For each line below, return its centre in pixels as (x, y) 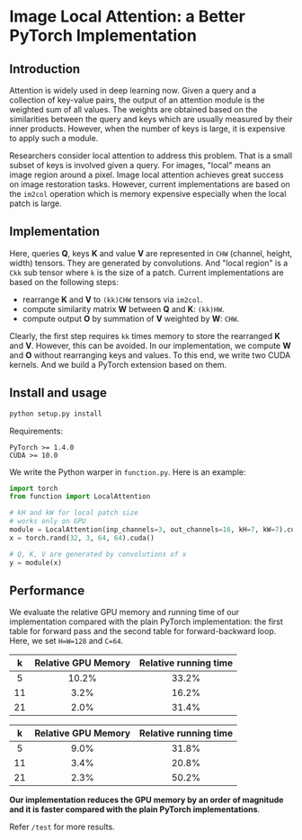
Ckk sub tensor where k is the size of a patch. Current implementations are (147, 273)
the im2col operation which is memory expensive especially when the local (148, 194)
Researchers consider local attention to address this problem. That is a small (151, 156)
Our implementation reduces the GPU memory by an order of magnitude (147, 800)
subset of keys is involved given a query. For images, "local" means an (140, 165)
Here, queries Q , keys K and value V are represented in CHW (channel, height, (151, 253)
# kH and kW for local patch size (74, 513)
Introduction (45, 69)
